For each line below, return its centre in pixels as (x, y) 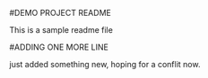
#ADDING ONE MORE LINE (59, 47)
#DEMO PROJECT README (61, 13)
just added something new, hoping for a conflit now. (105, 64)
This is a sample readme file (61, 30)
